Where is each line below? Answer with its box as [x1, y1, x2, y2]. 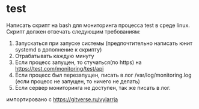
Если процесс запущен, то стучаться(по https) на [14, 59, 142, 66]
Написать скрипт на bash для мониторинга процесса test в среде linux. [6, 22, 191, 29]
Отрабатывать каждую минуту [14, 52, 94, 59]
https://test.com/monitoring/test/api [14, 65, 104, 72]
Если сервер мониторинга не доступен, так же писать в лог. [14, 84, 171, 91]
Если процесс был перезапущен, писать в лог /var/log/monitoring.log [14, 71, 192, 78]
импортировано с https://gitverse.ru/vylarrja [6, 95, 118, 103]
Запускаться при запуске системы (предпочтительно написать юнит [14, 40, 193, 47]
